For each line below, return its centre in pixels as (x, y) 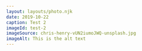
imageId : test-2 (26, 28)
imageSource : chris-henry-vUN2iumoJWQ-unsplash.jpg (71, 33)
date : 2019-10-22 (28, 17)
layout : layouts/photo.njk (39, 11)
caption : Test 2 (26, 22)
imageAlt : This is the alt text (46, 39)
